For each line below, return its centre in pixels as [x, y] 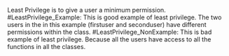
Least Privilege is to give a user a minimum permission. [86, 10]
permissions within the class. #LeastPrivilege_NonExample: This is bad [110, 32]
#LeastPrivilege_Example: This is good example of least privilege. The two [114, 17]
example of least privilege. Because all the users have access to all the [109, 39]
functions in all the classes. [47, 47]
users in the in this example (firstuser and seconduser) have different [107, 25]
